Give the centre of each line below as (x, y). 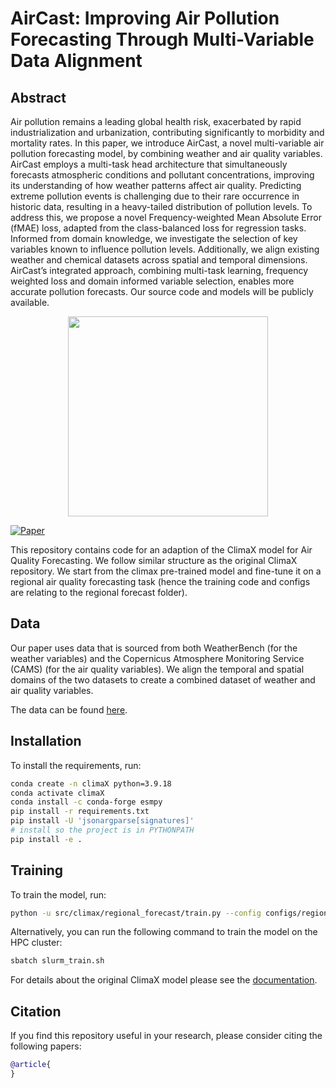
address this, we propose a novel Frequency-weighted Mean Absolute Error (166, 217)
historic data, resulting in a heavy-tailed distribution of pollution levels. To (161, 206)
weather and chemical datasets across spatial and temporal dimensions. (159, 260)
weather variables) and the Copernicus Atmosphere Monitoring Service (157, 658)
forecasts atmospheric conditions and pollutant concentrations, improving (162, 175)
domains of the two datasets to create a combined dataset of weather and (163, 679)
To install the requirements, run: (76, 765)
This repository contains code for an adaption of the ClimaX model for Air (161, 550)
